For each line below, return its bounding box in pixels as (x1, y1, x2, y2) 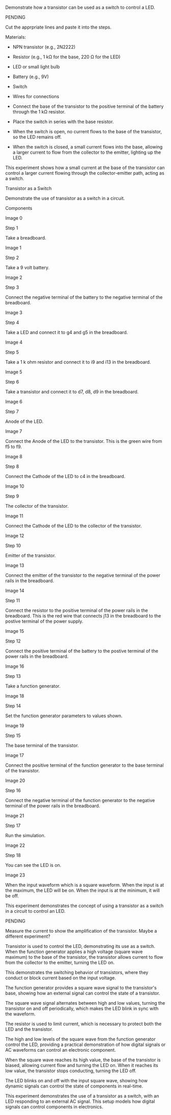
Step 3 (5, 284, 19, 290)
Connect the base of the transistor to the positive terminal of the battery (12, 103, 164, 109)
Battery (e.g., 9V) (12, 74, 49, 80)
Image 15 (5, 628, 24, 634)
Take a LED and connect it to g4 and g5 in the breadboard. (5, 329, 128, 335)
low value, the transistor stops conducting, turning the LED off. (5, 1067, 136, 1074)
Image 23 (5, 872, 25, 878)
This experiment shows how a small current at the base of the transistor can (5, 164, 165, 171)
